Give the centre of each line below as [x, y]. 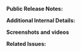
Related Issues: [26, 44]
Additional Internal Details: [41, 20]
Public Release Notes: [35, 9]
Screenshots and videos [38, 32]
